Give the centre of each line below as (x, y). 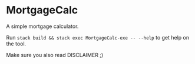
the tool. (16, 44)
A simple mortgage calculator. (42, 26)
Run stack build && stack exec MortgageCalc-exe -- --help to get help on (98, 37)
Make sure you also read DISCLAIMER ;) (55, 55)
